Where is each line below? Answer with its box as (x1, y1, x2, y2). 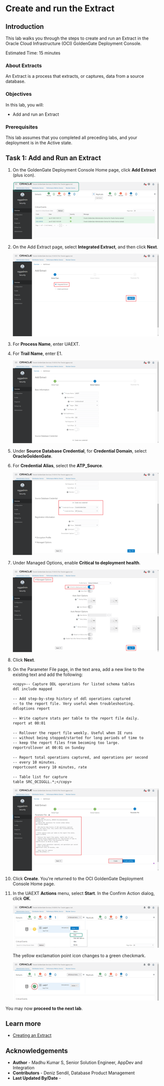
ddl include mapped (12, 686, 53, 692)
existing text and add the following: (12, 672, 83, 677)
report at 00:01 (12, 720, 46, 726)
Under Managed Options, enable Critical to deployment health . (12, 560, 141, 565)
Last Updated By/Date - (12, 1075, 61, 1081)
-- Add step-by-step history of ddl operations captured (12, 696, 131, 701)
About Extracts (5, 62, 42, 69)
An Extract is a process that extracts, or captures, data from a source (5, 73, 144, 79)
